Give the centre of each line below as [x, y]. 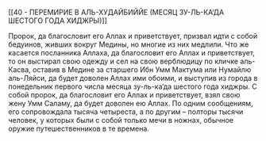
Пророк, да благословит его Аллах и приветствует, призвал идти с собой [133, 36]
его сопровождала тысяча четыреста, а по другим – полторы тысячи [126, 112]
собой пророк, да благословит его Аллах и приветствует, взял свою [124, 95]
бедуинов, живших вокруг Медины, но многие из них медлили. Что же [129, 44]
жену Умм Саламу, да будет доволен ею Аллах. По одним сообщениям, [131, 103]
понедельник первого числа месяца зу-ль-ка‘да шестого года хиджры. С [133, 86]
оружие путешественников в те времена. [79, 128]
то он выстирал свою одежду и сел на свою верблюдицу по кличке [123, 61]
